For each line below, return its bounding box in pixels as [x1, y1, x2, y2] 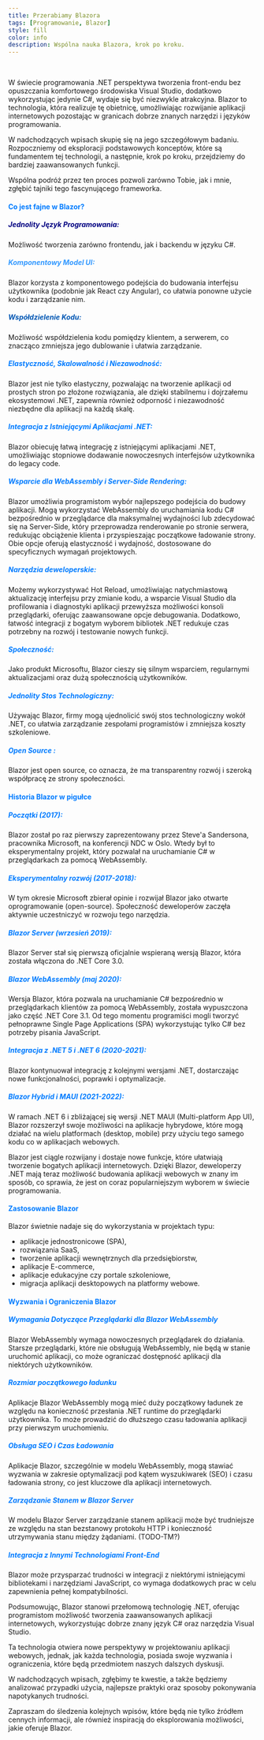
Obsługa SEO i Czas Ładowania [8, 1441, 114, 1451]
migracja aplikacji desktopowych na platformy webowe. [19, 1279, 200, 1288]
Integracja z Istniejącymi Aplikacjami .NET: [8, 422, 153, 431]
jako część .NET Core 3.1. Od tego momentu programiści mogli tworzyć [8, 1010, 240, 1020]
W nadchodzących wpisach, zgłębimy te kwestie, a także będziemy [8, 1675, 228, 1684]
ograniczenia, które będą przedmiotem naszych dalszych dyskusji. [8, 1660, 225, 1669]
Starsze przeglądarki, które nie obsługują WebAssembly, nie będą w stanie [8, 1342, 251, 1353]
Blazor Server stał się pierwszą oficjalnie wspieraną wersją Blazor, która [8, 947, 242, 957]
